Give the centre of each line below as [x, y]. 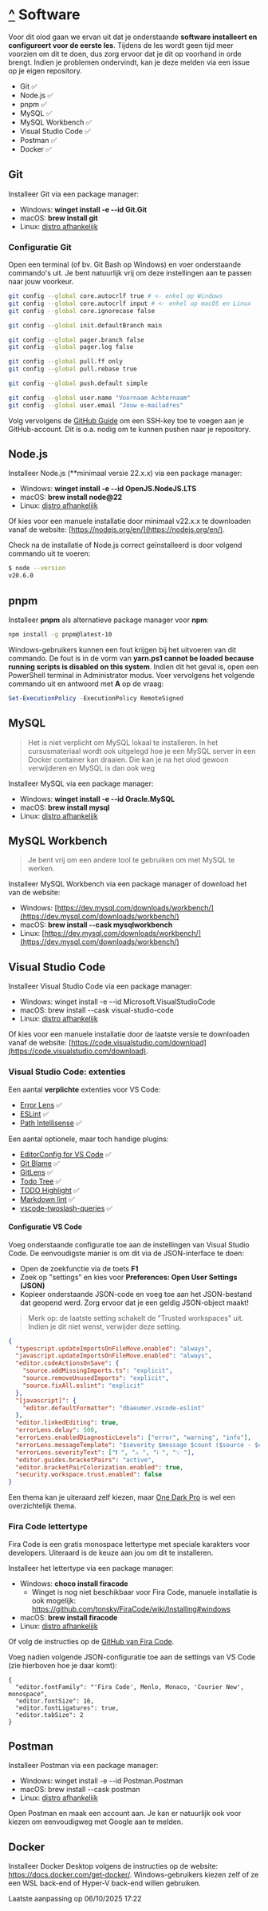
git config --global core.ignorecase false [82, 311]
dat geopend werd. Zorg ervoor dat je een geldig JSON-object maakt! [134, 1302]
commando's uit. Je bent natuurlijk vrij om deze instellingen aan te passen [130, 273]
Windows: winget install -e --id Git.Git [83, 209]
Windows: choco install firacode [74, 1584]
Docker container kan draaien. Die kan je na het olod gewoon [128, 759]
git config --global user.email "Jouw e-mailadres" [96, 405]
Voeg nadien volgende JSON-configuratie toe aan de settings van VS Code [132, 1657]
